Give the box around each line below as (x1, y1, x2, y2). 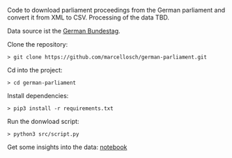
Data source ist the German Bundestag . (7, 27, 121, 35)
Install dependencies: (7, 92, 69, 100)
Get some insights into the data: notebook (7, 143, 127, 151)
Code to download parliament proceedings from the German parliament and (7, 6, 226, 14)
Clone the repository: (7, 40, 68, 48)
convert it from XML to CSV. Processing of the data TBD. (7, 13, 169, 22)
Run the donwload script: (7, 118, 79, 125)
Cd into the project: (7, 66, 63, 74)
